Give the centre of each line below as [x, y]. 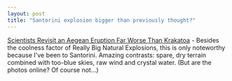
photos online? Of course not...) [53, 70]
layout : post [26, 14]
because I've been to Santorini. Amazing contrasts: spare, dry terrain [107, 55]
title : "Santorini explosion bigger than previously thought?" [102, 20]
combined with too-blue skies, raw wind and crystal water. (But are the [109, 62]
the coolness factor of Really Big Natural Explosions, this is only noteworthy [116, 47]
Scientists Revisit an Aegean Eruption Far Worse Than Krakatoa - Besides [113, 40]
